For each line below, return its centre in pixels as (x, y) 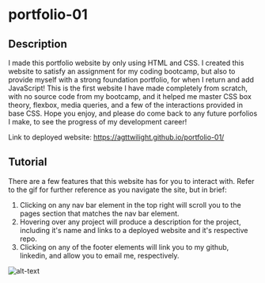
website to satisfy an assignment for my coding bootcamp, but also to (122, 71)
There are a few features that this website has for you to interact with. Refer (131, 181)
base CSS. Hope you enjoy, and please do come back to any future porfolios (133, 113)
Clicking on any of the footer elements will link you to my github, (124, 247)
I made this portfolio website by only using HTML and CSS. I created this (126, 63)
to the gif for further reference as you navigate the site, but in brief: (117, 189)
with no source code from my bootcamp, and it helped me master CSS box (130, 96)
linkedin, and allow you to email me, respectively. (99, 255)
